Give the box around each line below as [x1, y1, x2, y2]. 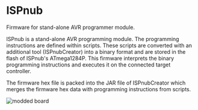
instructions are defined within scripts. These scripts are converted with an [6, 42, 193, 49]
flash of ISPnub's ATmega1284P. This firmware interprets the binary [6, 54, 175, 62]
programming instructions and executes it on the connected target [6, 61, 171, 68]
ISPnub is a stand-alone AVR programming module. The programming [6, 35, 179, 42]
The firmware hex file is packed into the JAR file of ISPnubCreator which [6, 79, 186, 86]
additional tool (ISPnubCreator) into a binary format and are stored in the [6, 48, 186, 55]
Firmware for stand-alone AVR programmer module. [6, 24, 135, 31]
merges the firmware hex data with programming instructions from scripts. [6, 85, 191, 92]
